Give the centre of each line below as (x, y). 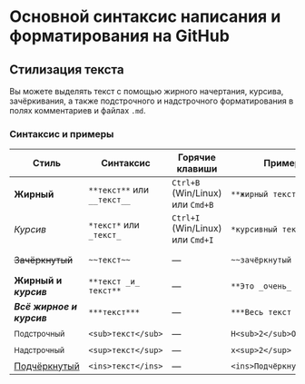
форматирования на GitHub (119, 36)
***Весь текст (261, 312)
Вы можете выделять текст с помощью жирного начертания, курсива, (147, 91)
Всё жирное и (46, 307)
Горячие (197, 158)
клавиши (197, 169)
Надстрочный (39, 350)
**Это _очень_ (261, 286)
